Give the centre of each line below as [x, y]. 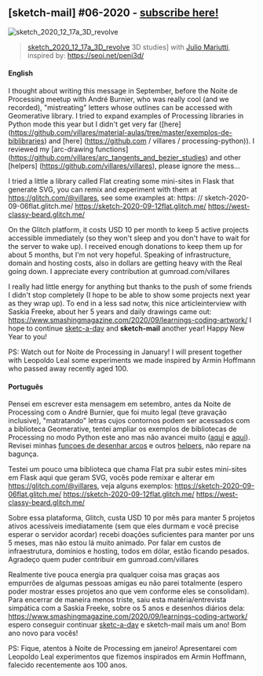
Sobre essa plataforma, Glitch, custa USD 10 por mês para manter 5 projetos [131, 518]
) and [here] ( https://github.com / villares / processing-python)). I [150, 141]
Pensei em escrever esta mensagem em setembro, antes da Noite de [120, 404]
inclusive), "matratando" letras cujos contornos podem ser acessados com [129, 421]
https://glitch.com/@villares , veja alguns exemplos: [91, 486]
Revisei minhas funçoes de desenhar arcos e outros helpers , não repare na [130, 446]
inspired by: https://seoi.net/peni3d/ [86, 55]
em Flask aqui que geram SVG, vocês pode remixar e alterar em [111, 477]
